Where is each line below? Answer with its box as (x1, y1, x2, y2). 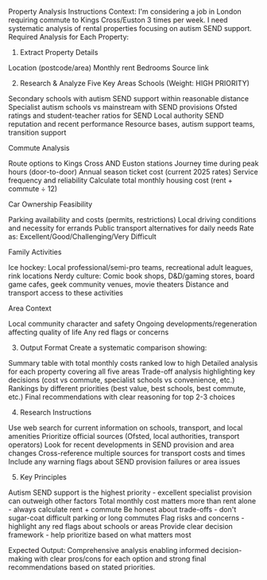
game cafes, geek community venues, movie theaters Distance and (8, 280, 229, 289)
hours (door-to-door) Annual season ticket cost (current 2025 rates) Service (8, 167, 258, 176)
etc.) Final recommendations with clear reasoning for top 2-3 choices (8, 392, 236, 402)
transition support (8, 127, 67, 137)
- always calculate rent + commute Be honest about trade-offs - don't (8, 505, 237, 514)
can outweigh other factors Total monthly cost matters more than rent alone (8, 496, 257, 505)
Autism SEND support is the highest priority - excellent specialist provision (8, 488, 253, 497)
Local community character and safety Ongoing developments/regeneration (8, 319, 257, 328)
